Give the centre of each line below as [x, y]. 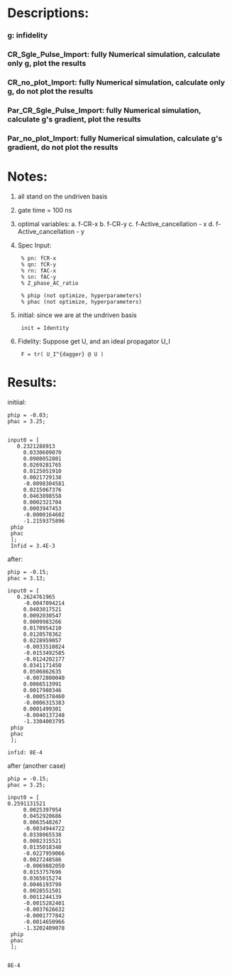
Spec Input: [34, 245]
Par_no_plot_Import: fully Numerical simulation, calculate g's [115, 138]
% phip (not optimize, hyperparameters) [82, 295]
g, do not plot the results [50, 91]
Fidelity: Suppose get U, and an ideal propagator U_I [94, 341]
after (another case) [37, 765]
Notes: [28, 176]
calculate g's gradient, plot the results [74, 119]
